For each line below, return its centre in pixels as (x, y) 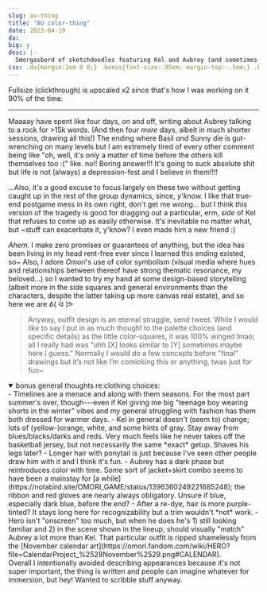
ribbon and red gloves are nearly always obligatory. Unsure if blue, (117, 495)
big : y (19, 45)
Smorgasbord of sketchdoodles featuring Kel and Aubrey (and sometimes (137, 60)
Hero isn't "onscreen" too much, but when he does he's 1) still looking (122, 520)
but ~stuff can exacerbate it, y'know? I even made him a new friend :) (122, 229)
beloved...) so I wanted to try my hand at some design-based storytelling (127, 278)
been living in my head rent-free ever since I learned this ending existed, (127, 253)
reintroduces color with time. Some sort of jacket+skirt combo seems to (126, 470)
